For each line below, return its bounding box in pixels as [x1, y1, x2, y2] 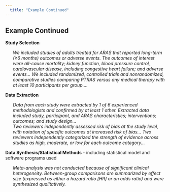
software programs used [5, 155, 57, 161]
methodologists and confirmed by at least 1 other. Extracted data [12, 107, 149, 114]
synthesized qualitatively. [12, 181, 66, 187]
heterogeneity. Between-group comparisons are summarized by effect [12, 170, 161, 176]
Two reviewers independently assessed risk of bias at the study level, [12, 123, 159, 130]
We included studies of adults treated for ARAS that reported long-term [12, 49, 162, 56]
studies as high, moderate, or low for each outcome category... [12, 140, 145, 146]
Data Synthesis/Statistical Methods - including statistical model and [5, 150, 150, 156]
